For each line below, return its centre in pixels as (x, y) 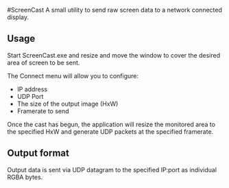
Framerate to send (43, 111)
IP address (32, 89)
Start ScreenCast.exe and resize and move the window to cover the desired (114, 55)
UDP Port (30, 96)
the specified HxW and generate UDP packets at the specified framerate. (110, 131)
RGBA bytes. (25, 177)
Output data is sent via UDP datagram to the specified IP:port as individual (112, 169)
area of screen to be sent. (44, 62)
